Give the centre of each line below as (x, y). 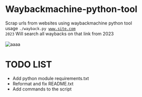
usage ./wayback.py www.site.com (41, 28)
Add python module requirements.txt (51, 78)
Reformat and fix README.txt (43, 83)
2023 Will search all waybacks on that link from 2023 (60, 33)
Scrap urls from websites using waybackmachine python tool (69, 23)
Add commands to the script (42, 89)
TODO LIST (29, 65)
